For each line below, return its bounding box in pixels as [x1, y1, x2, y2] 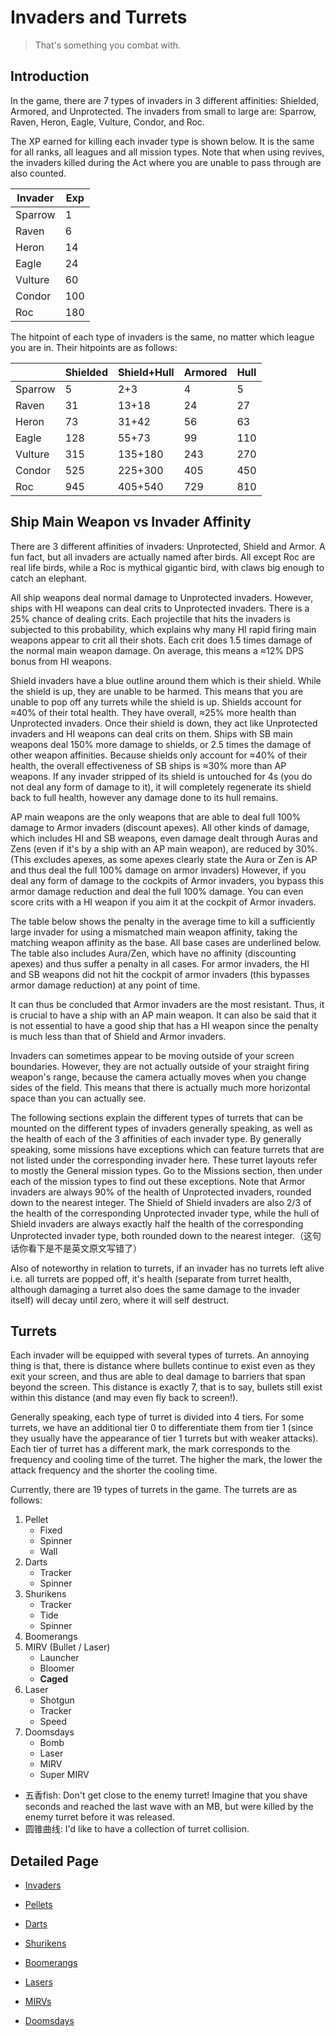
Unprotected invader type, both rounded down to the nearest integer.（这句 [10, 1229, 322, 1241]
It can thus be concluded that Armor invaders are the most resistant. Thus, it [10, 998, 325, 1010]
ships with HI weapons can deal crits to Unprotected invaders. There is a [10, 602, 310, 614]
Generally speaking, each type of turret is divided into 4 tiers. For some [10, 1411, 305, 1423]
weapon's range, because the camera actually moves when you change [10, 1071, 307, 1083]
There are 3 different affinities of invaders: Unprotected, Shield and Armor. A [10, 540, 326, 552]
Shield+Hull [117, 365, 175, 379]
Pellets [24, 1899, 53, 1911]
